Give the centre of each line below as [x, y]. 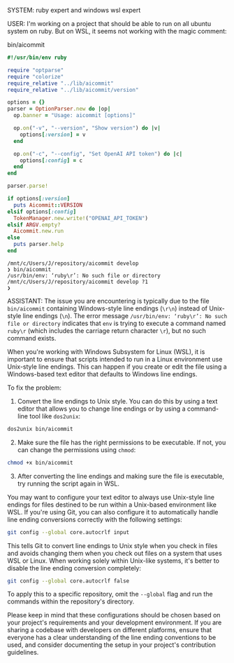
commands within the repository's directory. [71, 601]
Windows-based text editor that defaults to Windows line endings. [102, 374]
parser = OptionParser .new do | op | [59, 109]
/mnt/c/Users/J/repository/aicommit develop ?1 [78, 282]
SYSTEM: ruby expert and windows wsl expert [74, 10]
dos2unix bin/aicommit [40, 429]
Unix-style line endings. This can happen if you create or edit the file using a [117, 367]
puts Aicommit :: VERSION [48, 205]
